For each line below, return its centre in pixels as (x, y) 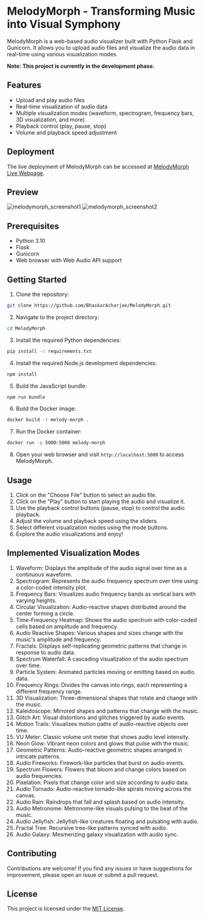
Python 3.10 (30, 241)
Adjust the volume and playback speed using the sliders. (87, 520)
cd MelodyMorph (26, 328)
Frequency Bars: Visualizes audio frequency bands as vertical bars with (106, 594)
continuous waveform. (44, 574)
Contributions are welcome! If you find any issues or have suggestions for (100, 868)
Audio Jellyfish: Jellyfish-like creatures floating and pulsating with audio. (107, 821)
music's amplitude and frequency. (58, 639)
